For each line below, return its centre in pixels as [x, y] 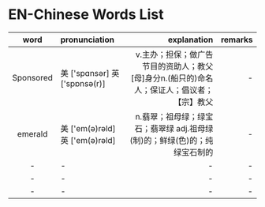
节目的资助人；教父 [177, 66]
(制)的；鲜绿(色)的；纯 [172, 140]
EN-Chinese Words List [86, 15]
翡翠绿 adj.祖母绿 [182, 128]
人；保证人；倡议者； [174, 90]
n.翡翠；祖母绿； [166, 116]
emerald [32, 134]
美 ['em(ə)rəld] [88, 128]
